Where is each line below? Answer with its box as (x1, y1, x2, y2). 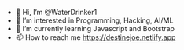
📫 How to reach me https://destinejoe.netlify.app (15, 33, 176, 42)
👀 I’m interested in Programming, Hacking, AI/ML (15, 16, 174, 25)
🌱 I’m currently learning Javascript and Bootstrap (15, 24, 175, 33)
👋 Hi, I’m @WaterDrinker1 (15, 8, 98, 16)
